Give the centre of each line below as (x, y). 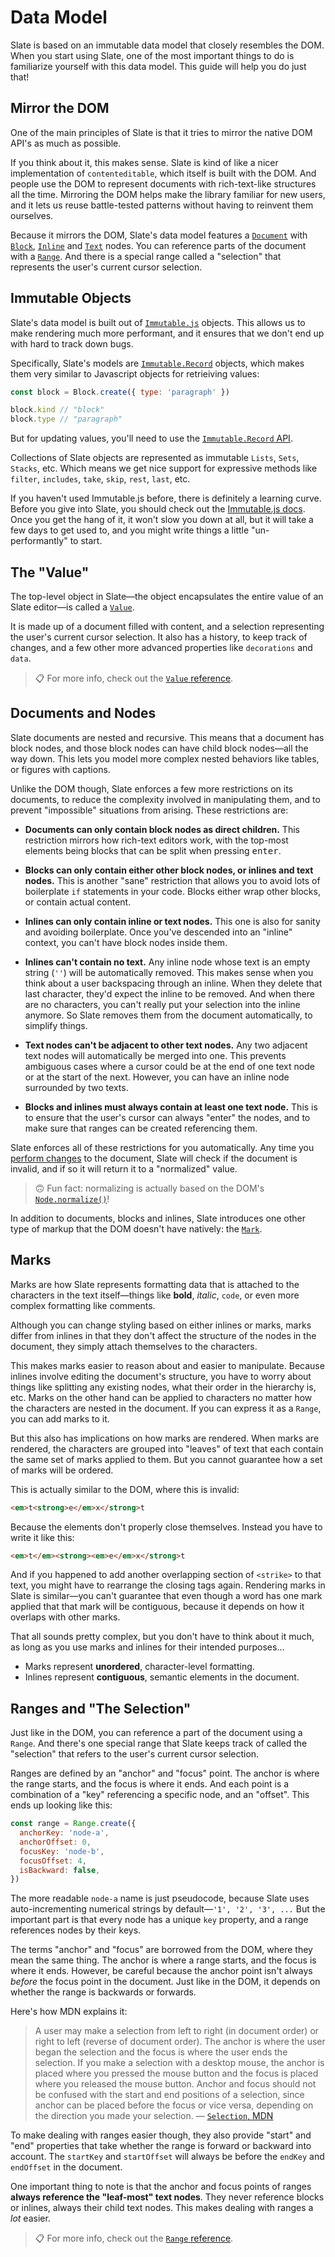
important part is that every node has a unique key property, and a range (159, 1920)
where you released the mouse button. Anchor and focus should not (175, 2084)
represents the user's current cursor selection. (106, 267)
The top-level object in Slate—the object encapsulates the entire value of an (167, 596)
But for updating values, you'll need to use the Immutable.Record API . (151, 438)
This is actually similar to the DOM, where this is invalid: (125, 1489)
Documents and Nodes (83, 713)
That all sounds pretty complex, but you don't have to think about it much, (162, 1637)
